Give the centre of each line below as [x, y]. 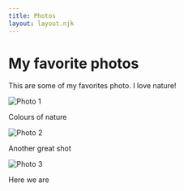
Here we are [29, 180]
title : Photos [32, 16]
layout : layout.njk [41, 23]
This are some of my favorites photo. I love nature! [92, 86]
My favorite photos [74, 64]
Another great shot [40, 149]
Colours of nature [38, 117]
